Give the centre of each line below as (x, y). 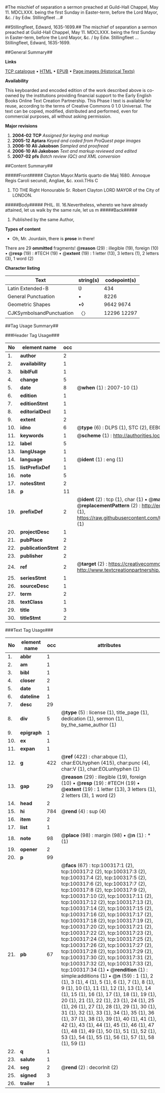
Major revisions (21, 126)
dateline (30, 696)
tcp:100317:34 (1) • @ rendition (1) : (105, 970)
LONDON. (22, 195)
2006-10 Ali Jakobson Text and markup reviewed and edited (75, 151)
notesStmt (33, 483)
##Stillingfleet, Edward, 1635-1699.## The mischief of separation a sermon (81, 27)
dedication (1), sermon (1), (93, 718)
